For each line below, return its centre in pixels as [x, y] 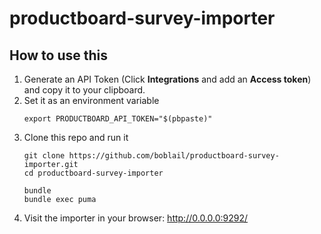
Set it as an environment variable [91, 100]
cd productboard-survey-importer [93, 173]
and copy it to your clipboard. [84, 90]
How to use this [59, 55]
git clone [44, 156]
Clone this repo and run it [76, 137]
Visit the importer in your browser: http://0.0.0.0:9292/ [136, 218]
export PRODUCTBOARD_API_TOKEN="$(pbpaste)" [118, 119]
